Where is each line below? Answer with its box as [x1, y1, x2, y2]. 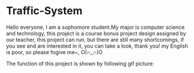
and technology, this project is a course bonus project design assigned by [6, 29, 186, 36]
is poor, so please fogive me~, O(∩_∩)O [6, 48, 103, 55]
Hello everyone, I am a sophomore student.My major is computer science [6, 24, 185, 31]
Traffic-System [6, 4, 83, 18]
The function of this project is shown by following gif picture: [6, 60, 155, 67]
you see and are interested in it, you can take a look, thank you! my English [6, 42, 188, 49]
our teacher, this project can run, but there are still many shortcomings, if [6, 36, 185, 43]
